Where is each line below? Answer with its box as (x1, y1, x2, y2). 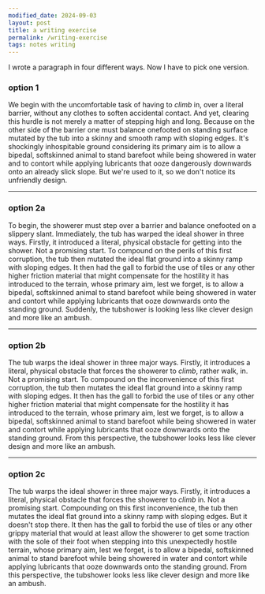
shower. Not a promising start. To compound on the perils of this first (8, 245, 233, 255)
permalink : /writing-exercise (8, 33, 108, 42)
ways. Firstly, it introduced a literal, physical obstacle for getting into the (8, 237, 242, 247)
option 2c (8, 469, 46, 480)
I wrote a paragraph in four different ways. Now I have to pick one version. (8, 62, 250, 72)
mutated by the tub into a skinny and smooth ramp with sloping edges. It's (8, 133, 249, 143)
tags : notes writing (8, 41, 77, 49)
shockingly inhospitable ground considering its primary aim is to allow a (8, 142, 241, 151)
